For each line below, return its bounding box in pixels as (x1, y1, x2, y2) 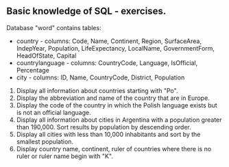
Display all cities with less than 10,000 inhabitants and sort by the (16, 130, 201, 138)
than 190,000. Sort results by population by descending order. (16, 123, 191, 131)
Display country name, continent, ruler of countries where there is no (16, 144, 212, 153)
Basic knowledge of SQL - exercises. (6, 5, 167, 17)
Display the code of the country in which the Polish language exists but (16, 101, 217, 109)
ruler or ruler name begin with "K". (16, 152, 114, 160)
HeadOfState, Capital (16, 51, 77, 60)
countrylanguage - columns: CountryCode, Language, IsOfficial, (16, 58, 198, 67)
